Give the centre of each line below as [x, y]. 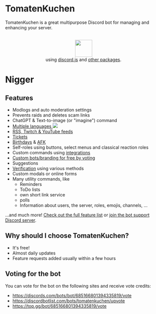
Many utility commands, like [41, 179]
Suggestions [25, 163]
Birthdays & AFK [29, 142]
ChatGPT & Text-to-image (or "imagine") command [65, 120]
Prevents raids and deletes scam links [51, 115]
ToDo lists [30, 189]
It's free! [21, 248]
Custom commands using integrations [51, 152]
